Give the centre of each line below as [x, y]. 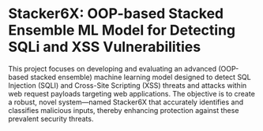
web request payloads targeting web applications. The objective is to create [131, 93]
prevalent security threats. [51, 118]
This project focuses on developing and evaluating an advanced [113, 68]
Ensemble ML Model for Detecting [122, 30]
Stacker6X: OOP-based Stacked [116, 14]
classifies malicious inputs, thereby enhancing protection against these [124, 110]
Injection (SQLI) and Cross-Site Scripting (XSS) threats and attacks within [128, 85]
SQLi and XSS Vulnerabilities [105, 47]
